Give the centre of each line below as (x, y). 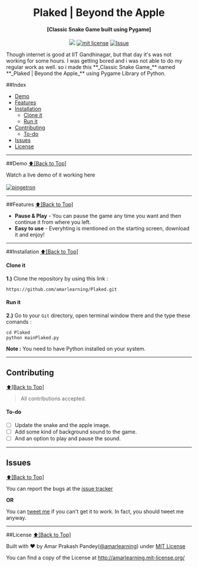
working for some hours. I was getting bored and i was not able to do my (94, 61)
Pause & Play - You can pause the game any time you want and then (98, 216)
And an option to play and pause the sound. (67, 438)
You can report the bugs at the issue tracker (60, 488)
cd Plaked (18, 333)
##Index (16, 85)
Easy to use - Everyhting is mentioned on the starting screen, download (102, 229)
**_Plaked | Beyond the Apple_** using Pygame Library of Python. (86, 73)
